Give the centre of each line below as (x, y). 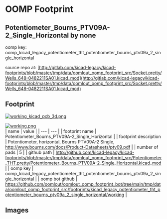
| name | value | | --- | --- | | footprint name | (51, 131)
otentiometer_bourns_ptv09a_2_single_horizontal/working (65, 195)
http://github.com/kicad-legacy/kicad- (95, 152)
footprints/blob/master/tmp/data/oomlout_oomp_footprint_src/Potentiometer (83, 157)
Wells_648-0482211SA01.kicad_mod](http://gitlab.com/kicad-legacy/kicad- (82, 78)
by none (83, 35)
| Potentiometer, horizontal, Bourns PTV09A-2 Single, (60, 142)
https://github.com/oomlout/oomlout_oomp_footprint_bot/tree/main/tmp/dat (83, 184)
